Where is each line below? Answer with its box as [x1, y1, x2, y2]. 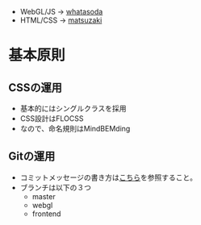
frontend [31, 209, 61, 219]
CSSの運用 [8, 81, 63, 94]
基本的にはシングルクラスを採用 [19, 104, 127, 113]
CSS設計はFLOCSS [19, 114, 84, 123]
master [31, 191, 56, 201]
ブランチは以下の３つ [19, 182, 91, 192]
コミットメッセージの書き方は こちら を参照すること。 [19, 173, 198, 182]
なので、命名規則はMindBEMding [19, 124, 131, 133]
